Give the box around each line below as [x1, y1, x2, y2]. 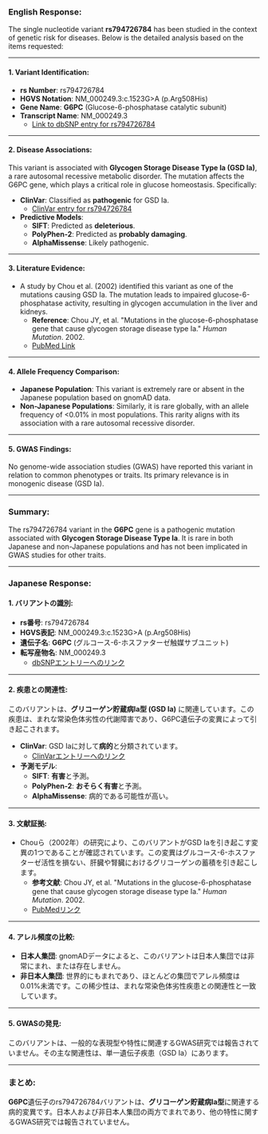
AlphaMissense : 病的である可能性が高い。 [31, 791, 173, 801]
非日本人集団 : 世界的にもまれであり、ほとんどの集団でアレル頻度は [19, 971, 241, 981]
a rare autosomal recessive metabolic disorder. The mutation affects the [8, 171, 245, 181]
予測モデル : [19, 761, 57, 770]
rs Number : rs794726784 [19, 85, 105, 94]
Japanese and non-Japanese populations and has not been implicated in [8, 541, 248, 551]
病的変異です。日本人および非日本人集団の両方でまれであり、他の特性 [8, 1107, 238, 1116]
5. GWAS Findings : [8, 444, 72, 453]
